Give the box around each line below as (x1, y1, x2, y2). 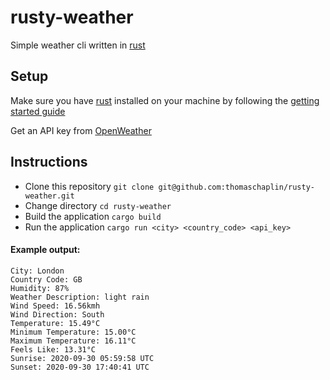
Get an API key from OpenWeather (10, 124, 152, 136)
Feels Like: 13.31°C (10, 344, 97, 355)
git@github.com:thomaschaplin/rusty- (158, 182, 315, 192)
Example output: (10, 244, 81, 256)
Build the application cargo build (24, 210, 162, 222)
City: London (10, 266, 65, 276)
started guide (10, 105, 66, 117)
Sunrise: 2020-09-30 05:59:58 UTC (10, 353, 155, 363)
